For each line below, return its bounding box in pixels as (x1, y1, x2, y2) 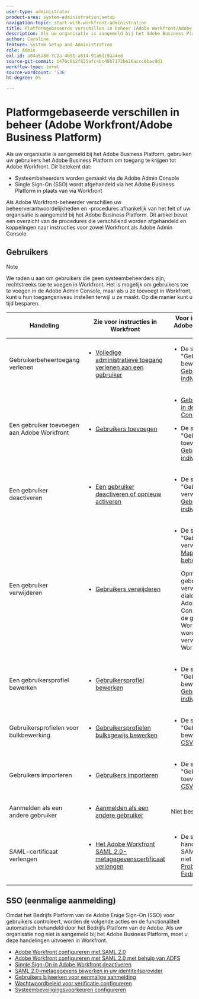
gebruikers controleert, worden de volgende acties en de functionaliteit (6, 918, 180, 925)
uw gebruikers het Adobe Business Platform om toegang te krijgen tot (6, 157, 176, 164)
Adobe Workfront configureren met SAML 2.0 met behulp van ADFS (14, 955, 181, 962)
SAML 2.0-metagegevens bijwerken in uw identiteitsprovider (14, 967, 163, 974)
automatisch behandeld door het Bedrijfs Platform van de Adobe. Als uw (6, 924, 182, 931)
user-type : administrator (6, 8, 70, 15)
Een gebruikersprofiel (9, 676, 69, 684)
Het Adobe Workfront (95, 840, 155, 848)
